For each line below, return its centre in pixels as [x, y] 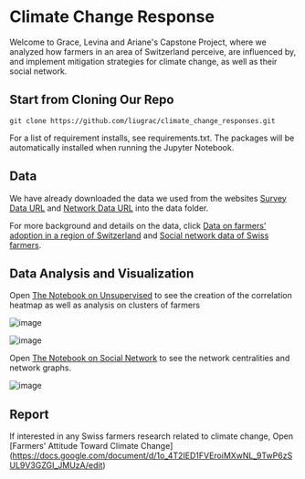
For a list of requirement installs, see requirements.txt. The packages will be [152, 138]
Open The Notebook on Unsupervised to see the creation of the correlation [151, 296]
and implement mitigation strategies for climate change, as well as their [143, 61]
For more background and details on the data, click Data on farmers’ [138, 225]
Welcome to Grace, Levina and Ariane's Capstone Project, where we [138, 42]
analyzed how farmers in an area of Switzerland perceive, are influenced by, [153, 51]
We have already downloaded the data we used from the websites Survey [148, 198]
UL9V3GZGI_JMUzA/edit [56, 465]
